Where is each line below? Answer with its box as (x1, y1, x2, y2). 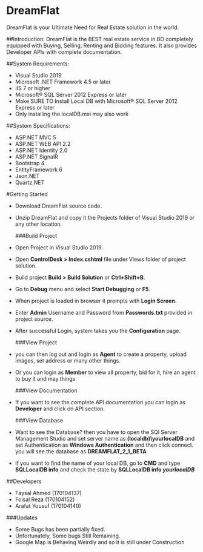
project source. (15, 315, 53, 323)
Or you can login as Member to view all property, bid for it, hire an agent (15, 369, 196, 376)
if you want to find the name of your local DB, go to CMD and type (15, 459, 181, 467)
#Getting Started (6, 190, 48, 197)
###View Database (15, 416, 64, 424)
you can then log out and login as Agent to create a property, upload (15, 350, 187, 358)
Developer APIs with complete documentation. (6, 48, 122, 55)
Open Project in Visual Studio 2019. (15, 243, 103, 251)
